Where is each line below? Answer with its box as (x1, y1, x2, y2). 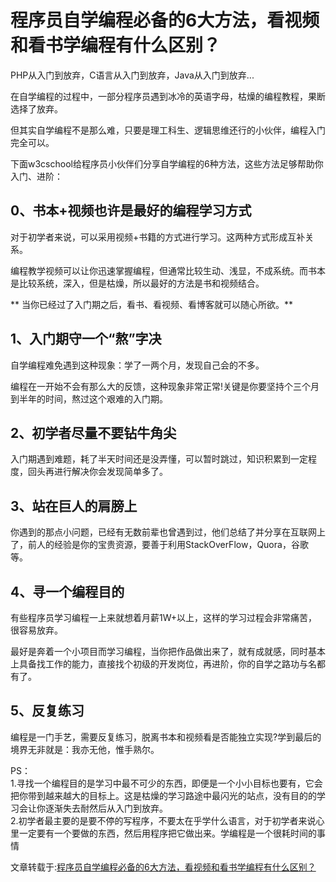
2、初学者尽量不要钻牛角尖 (10, 424, 177, 441)
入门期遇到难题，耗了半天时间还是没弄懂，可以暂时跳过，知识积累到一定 (10, 453, 308, 465)
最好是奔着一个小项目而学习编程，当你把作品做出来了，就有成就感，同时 (10, 646, 308, 657)
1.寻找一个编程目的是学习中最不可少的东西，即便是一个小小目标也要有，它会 (10, 777, 323, 789)
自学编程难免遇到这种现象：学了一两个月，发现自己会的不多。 (10, 359, 265, 371)
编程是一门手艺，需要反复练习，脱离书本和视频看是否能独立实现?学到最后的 (10, 731, 322, 743)
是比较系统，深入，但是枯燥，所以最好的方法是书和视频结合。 (10, 277, 265, 289)
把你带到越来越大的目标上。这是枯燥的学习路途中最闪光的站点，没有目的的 (10, 789, 317, 801)
